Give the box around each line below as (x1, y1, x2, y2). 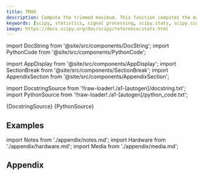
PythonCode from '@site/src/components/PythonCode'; (6, 49, 146, 56)
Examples (6, 120, 44, 130)
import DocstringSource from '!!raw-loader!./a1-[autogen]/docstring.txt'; (6, 85, 186, 92)
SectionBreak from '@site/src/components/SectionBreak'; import (6, 67, 169, 74)
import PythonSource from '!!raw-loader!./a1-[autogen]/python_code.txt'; (6, 91, 188, 98)
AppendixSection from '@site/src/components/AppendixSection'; (6, 73, 169, 80)
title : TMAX (6, 8, 36, 15)
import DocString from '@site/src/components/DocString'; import (6, 42, 169, 49)
